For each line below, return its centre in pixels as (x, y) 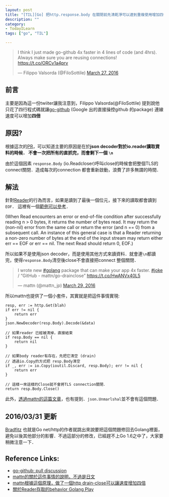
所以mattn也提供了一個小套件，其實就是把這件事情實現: (62, 296)
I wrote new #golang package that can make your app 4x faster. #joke (90, 270)
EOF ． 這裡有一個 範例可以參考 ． (38, 207)
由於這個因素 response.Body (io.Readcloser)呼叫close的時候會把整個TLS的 (82, 163)
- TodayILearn (20, 29)
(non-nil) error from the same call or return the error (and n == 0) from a (80, 228)
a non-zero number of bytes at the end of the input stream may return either (84, 238)
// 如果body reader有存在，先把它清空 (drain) (51, 356)
